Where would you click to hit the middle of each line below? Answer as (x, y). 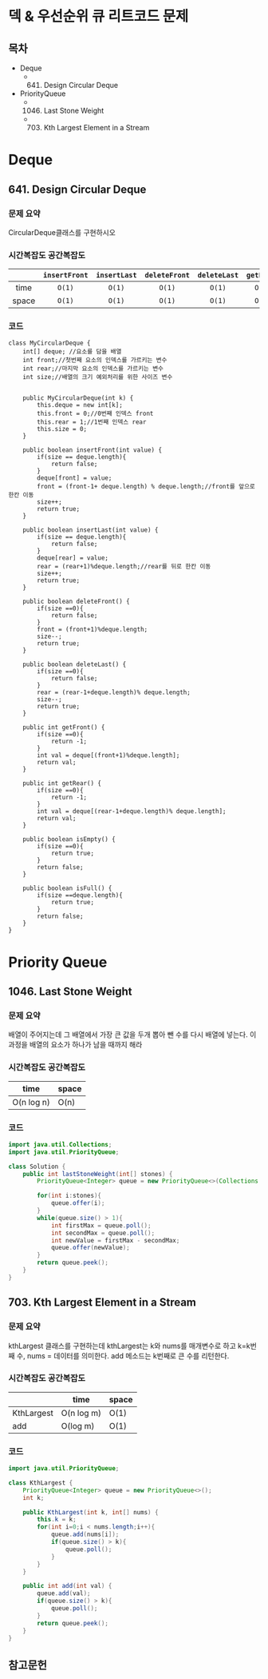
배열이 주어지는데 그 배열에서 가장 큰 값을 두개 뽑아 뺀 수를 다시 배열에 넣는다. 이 (132, 1035)
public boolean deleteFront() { (76, 602)
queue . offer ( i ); (78, 1203)
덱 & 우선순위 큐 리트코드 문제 (99, 16)
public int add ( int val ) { (67, 1586)
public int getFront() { (64, 728)
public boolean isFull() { (67, 888)
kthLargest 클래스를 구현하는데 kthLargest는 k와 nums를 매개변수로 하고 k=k (129, 1346)
